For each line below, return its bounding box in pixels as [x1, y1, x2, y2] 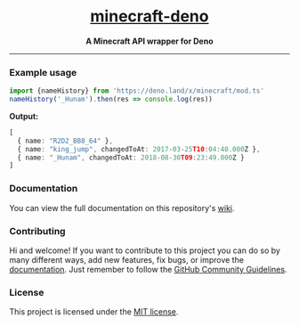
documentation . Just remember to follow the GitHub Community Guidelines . [9, 264, 287, 274]
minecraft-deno [90, 6, 209, 27]
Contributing [9, 224, 66, 237]
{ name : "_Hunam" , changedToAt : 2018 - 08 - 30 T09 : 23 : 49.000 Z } [17, 153, 245, 162]
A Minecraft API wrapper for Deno [85, 36, 214, 46]
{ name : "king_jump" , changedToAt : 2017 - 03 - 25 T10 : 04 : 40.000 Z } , [17, 144, 261, 153]
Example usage [9, 66, 77, 78]
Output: [9, 110, 38, 121]
